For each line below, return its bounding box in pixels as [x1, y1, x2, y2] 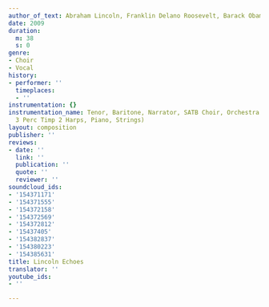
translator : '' [8, 265, 59, 273]
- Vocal [8, 64, 34, 72]
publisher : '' [8, 131, 56, 139]
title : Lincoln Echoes [8, 257, 84, 265]
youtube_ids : [8, 273, 52, 281]
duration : [8, 26, 42, 34]
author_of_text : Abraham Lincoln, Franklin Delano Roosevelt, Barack [8, 11, 246, 20]
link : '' [15, 153, 45, 161]
